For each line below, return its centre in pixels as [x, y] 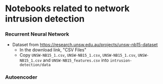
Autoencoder [21, 77]
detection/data [35, 65]
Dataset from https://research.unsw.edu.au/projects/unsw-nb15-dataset [85, 45]
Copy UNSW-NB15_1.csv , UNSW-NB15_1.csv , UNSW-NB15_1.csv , [78, 55]
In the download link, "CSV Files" [53, 50]
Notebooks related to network [68, 9]
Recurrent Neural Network [37, 34]
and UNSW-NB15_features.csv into [76, 60]
